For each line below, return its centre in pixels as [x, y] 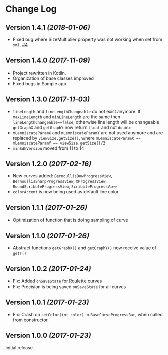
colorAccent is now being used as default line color [66, 192]
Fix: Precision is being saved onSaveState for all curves [69, 286]
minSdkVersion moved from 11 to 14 [48, 148]
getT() [19, 254]
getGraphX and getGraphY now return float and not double [72, 127]
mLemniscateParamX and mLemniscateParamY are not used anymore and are [88, 133]
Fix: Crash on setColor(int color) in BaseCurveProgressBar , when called [88, 314]
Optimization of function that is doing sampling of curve [70, 220]
